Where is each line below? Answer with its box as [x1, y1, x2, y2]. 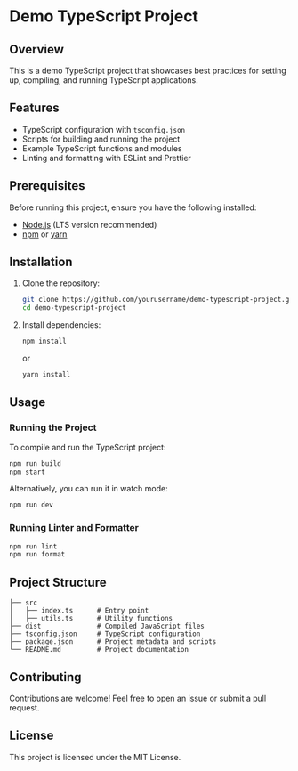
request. [9, 702, 40, 713]
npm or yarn [21, 229, 68, 239]
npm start [9, 467, 46, 476]
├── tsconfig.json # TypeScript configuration [9, 629, 201, 638]
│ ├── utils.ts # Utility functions [9, 614, 173, 623]
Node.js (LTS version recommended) [21, 219, 157, 230]
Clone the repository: [21, 278, 101, 288]
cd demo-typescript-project [21, 304, 126, 312]
